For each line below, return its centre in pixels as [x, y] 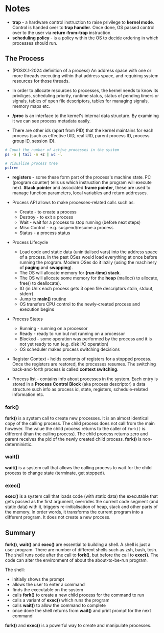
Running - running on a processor [54, 329]
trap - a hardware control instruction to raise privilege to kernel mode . [83, 22]
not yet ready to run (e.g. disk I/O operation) [64, 344]
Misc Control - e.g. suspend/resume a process [66, 228]
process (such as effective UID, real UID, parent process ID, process [81, 135]
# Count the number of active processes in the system [62, 150]
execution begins [37, 309]
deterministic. [19, 444]
